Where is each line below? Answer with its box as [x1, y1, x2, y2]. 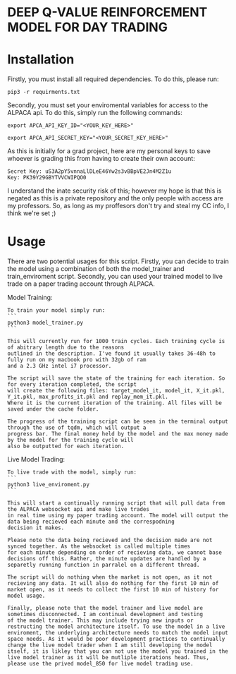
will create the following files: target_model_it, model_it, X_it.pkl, [7, 387, 225, 395]
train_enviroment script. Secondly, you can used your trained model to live [7, 272, 223, 281]
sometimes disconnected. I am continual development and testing [7, 611, 203, 618]
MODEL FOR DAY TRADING [7, 19, 168, 35]
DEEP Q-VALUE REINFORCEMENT [7, 4, 208, 20]
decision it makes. [7, 524, 65, 531]
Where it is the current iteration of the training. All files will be [7, 399, 222, 407]
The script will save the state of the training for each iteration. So [7, 375, 225, 382]
